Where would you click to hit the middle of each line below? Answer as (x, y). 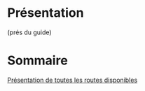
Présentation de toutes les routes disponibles (72, 80)
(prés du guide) (29, 32)
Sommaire (37, 61)
